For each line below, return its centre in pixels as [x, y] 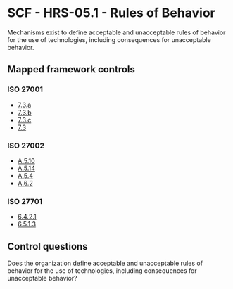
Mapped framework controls [71, 69]
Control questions [48, 246]
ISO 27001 [25, 89]
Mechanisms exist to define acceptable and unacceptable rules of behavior [116, 32]
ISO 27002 [26, 146]
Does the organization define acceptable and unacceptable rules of [105, 263]
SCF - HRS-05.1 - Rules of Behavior [112, 13]
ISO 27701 [25, 201]
